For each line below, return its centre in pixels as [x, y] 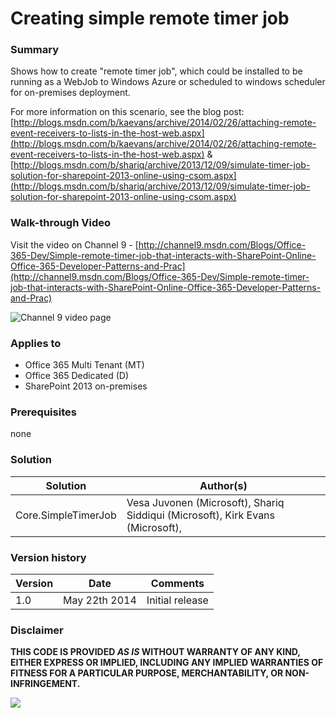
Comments [177, 583]
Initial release [177, 600]
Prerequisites [43, 412]
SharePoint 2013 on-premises [86, 386]
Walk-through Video [60, 223]
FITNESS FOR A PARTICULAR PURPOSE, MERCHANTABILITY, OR [147, 673]
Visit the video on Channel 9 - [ [74, 244]
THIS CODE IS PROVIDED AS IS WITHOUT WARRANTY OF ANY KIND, [155, 652]
